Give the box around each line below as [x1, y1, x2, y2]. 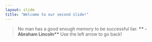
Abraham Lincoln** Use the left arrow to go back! [17, 31, 122, 37]
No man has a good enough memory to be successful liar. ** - [17, 25, 147, 31]
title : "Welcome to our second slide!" [5, 12, 89, 17]
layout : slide [5, 7, 35, 12]
